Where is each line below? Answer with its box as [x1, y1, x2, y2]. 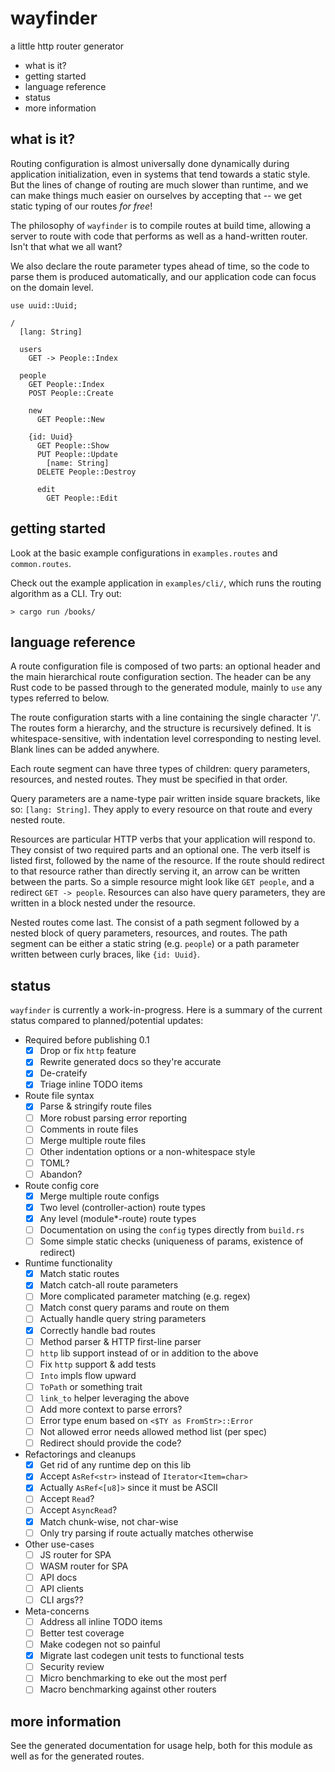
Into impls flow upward [39, 1369, 137, 1381]
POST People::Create [28, 388, 114, 398]
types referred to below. [10, 692, 110, 704]
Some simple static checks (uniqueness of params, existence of [39, 1235, 304, 1247]
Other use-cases [24, 1538, 95, 1550]
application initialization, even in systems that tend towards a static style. [10, 168, 311, 180]
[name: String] [46, 458, 110, 468]
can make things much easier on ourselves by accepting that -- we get [10, 189, 303, 201]
